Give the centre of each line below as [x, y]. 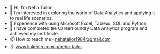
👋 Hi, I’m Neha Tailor [31, 8]
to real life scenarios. [31, 18]
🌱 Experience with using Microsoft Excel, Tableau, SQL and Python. [79, 23]
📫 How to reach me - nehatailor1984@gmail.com [60, 39]
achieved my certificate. [34, 34]
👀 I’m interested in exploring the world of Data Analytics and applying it [82, 13]
